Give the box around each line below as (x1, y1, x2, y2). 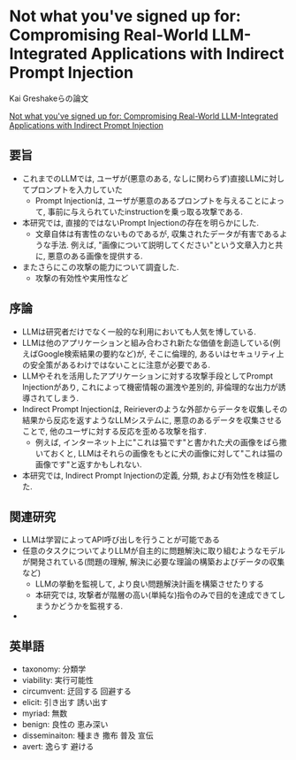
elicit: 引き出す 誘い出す (21, 697, 109, 708)
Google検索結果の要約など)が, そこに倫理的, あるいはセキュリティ (37, 348, 277, 359)
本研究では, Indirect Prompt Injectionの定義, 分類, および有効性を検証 (21, 470, 272, 480)
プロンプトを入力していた (29, 184, 123, 195)
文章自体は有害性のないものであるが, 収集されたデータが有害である (34, 228, 280, 239)
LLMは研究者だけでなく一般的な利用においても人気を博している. (21, 326, 256, 337)
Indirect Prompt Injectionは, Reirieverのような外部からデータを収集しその (21, 403, 288, 414)
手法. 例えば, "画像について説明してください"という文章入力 (50, 239, 268, 249)
